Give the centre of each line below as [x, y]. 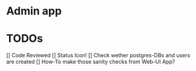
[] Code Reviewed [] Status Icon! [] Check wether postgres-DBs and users [98, 55]
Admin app [34, 11]
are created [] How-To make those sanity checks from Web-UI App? [91, 62]
